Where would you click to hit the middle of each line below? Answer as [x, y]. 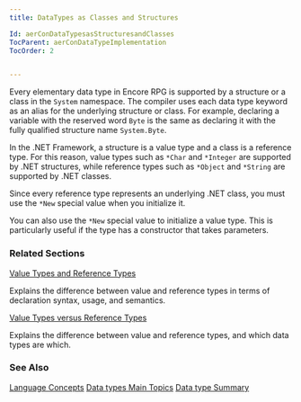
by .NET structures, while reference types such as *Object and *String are [147, 166]
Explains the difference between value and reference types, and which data [149, 335]
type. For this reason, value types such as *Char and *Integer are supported [150, 157]
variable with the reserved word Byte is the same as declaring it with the [142, 121]
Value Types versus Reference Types [78, 317]
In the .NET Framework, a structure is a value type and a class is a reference [150, 147]
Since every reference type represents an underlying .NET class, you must [147, 193]
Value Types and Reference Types [73, 273]
